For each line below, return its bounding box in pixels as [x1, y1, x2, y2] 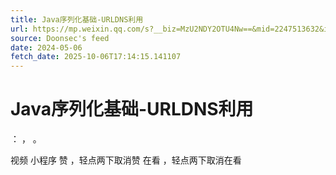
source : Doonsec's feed [10, 33, 110, 43]
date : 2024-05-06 [10, 42, 83, 53]
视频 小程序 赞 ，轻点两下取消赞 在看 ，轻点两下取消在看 [10, 154, 242, 166]
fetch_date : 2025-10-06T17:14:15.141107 [10, 52, 182, 62]
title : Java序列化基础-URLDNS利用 [10, 14, 144, 25]
